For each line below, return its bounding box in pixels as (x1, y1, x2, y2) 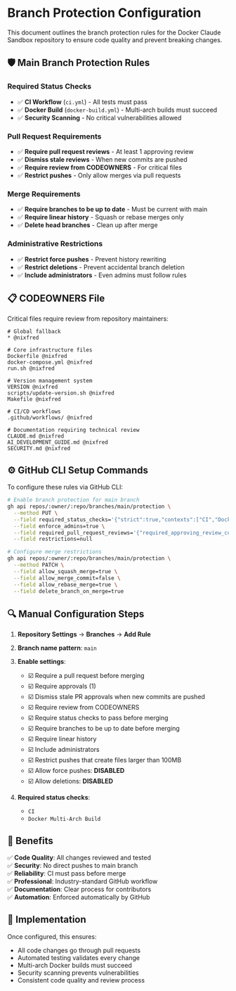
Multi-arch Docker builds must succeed (17, 961, 132, 969)
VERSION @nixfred (7, 383, 58, 391)
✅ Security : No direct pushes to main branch (7, 862, 138, 870)
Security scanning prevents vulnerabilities (17, 968, 139, 977)
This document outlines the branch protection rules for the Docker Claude (7, 28, 221, 37)
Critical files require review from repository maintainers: (7, 314, 169, 323)
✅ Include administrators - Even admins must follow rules (17, 271, 188, 279)
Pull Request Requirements (7, 132, 102, 141)
